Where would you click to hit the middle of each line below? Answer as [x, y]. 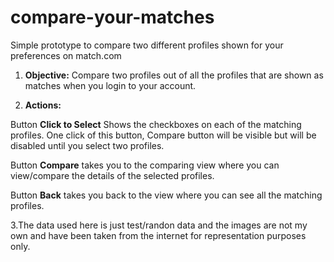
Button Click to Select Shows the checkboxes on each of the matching [156, 124]
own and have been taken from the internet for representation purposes [158, 235]
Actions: [43, 105]
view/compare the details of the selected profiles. [112, 175]
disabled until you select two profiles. [87, 145]
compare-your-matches [112, 17]
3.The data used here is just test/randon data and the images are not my [159, 225]
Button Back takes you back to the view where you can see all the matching [166, 195]
